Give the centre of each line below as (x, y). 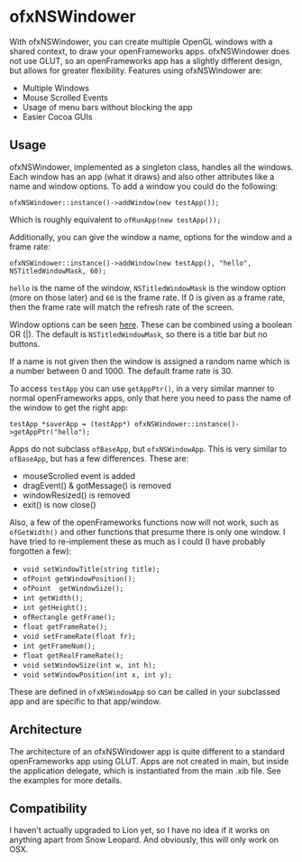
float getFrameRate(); (65, 627)
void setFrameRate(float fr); (79, 636)
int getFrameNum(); (59, 646)
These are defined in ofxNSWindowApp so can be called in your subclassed (145, 691)
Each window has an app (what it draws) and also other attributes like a (142, 176)
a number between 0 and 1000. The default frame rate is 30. (121, 370)
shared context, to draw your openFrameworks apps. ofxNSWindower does (150, 51)
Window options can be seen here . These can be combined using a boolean (151, 324)
